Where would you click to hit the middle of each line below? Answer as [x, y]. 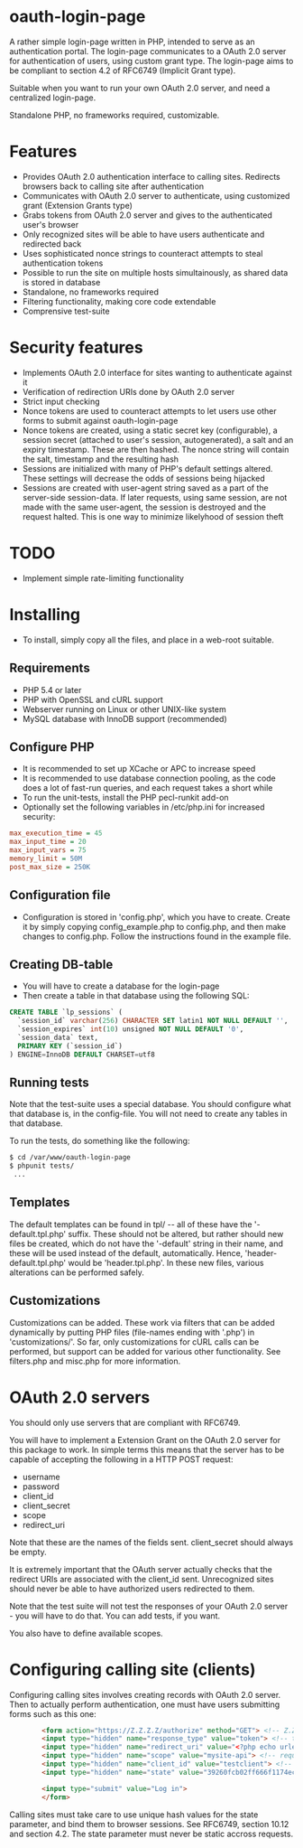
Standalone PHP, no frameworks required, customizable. [115, 115]
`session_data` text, [58, 1037]
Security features [76, 347]
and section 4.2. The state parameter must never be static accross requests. [151, 1834]
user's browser [50, 224]
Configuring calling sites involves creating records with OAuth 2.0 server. [145, 1694]
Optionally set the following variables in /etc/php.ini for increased [143, 807]
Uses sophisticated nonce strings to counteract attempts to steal [142, 253]
